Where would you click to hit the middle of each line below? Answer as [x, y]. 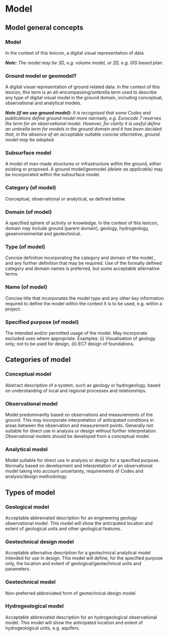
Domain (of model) [29, 212]
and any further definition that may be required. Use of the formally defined [84, 263]
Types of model [30, 492]
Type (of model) [25, 247]
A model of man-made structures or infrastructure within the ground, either [83, 164]
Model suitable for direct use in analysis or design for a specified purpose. [82, 460]
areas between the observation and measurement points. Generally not [79, 425]
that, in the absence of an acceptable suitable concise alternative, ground [82, 134]
